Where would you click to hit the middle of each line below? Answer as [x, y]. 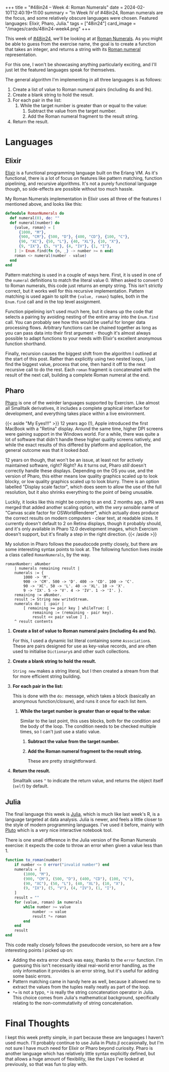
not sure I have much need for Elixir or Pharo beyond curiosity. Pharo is [79, 1048]
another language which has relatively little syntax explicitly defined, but [80, 1053]
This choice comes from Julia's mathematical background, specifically [86, 997]
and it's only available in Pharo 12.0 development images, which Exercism [81, 529]
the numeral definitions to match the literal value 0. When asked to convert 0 [84, 280]
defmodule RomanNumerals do [35, 213]
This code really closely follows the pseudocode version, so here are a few [83, 945]
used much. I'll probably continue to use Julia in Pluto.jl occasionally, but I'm [84, 1043]
